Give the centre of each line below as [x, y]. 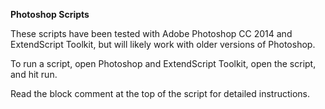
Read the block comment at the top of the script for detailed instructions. [160, 93]
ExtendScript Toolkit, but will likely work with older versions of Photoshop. [163, 44]
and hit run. [34, 74]
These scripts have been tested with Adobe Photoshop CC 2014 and [151, 33]
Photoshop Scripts [50, 14]
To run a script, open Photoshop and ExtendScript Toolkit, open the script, [163, 63]
